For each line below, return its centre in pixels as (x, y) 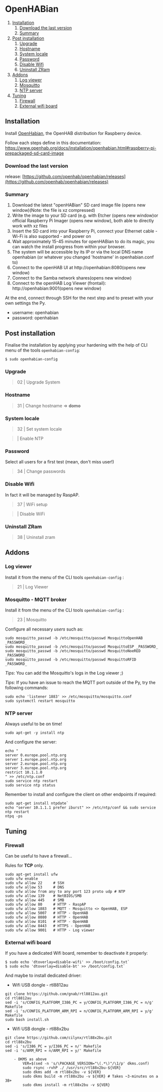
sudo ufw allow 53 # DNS (35, 887)
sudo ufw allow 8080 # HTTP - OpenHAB (47, 917)
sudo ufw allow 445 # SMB (35, 900)
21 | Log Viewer (32, 586)
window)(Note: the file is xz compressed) (53, 210)
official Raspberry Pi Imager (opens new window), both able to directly (83, 221)
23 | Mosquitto (32, 619)
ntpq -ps (14, 816)
